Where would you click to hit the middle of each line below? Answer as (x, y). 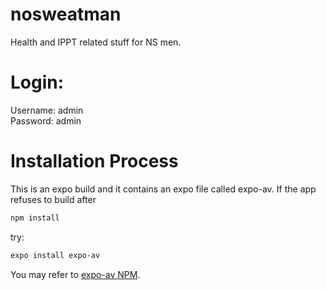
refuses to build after (53, 199)
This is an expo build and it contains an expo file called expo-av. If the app (163, 189)
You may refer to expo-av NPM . (75, 274)
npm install (35, 218)
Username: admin (47, 110)
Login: (37, 82)
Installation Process (94, 161)
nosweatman (66, 14)
